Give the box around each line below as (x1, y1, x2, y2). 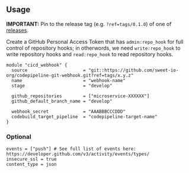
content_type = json (6, 162, 57, 168)
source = (11, 67, 86, 73)
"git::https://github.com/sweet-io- (88, 67, 179, 73)
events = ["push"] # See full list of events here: (6, 146, 136, 152)
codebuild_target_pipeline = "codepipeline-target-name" (11, 113, 158, 120)
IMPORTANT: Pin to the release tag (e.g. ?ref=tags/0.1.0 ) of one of (6, 20, 172, 27)
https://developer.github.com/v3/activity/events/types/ (6, 151, 150, 157)
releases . (6, 27, 28, 34)
